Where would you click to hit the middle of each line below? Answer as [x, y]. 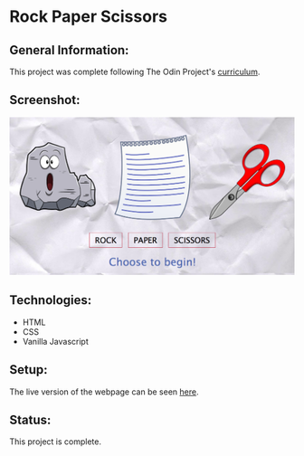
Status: [30, 419]
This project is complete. [56, 442]
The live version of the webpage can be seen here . [104, 392]
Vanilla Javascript [55, 341]
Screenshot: [45, 100]
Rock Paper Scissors [88, 17]
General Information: [69, 50]
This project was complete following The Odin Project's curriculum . [135, 71]
